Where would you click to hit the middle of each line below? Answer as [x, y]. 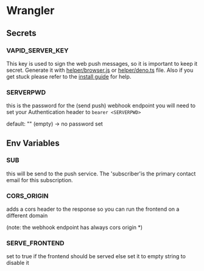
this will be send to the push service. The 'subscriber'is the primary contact [101, 174]
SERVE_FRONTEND [36, 243]
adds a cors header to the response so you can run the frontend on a [93, 209]
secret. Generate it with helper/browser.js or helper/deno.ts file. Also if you [100, 70]
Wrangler [30, 11]
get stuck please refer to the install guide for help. [69, 76]
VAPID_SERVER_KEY [37, 51]
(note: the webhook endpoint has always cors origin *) [75, 227]
